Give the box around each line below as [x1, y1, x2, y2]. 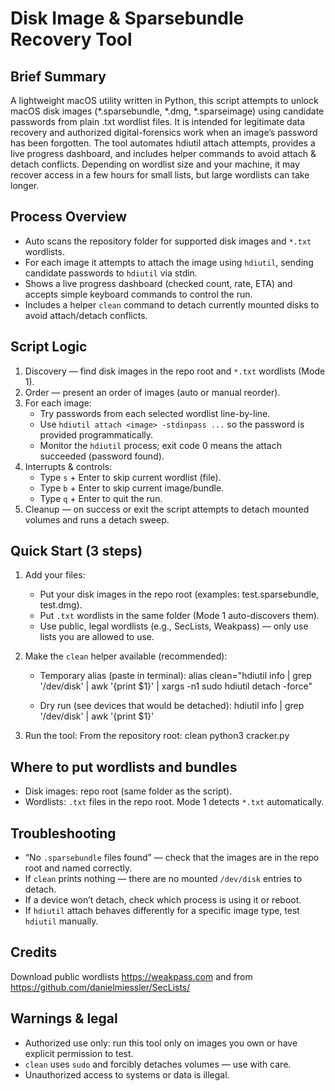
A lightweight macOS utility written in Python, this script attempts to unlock [10, 95, 319, 106]
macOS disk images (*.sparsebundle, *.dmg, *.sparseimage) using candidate [10, 105, 325, 117]
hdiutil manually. [24, 915, 99, 927]
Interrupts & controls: [24, 460, 113, 472]
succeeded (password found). [39, 450, 165, 462]
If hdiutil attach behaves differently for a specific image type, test [24, 905, 300, 917]
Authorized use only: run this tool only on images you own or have [24, 1037, 298, 1049]
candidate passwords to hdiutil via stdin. [24, 267, 198, 279]
